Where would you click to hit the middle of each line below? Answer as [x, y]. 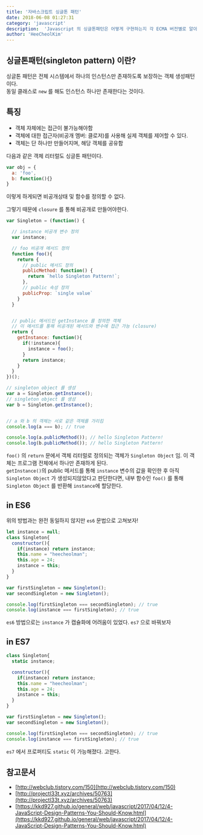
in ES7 [18, 642]
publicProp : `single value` [58, 293]
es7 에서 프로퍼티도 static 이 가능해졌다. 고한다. [63, 751]
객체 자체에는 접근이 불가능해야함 [54, 128]
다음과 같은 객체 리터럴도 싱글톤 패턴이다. [55, 156]
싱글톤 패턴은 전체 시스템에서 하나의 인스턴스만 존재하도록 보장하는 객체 [90, 76]
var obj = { [21, 167]
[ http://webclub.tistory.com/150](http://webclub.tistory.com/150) [95, 787]
